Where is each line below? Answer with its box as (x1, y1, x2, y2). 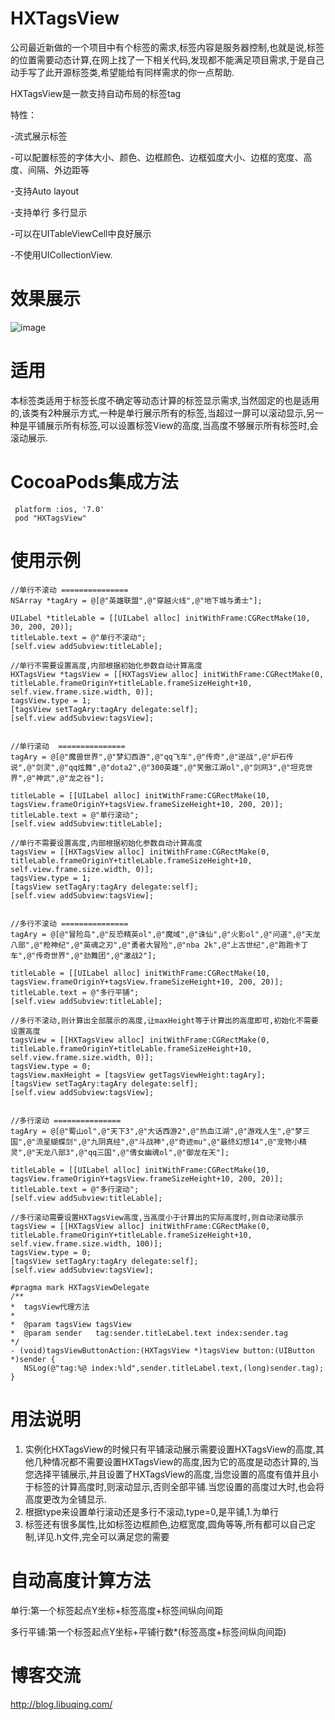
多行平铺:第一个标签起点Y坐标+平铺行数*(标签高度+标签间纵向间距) (10, 1625, 287, 1637)
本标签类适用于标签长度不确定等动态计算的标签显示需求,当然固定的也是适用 (10, 394, 320, 406)
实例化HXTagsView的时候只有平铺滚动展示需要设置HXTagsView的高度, (24, 1443, 316, 1455)
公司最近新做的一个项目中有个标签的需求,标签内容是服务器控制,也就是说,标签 (10, 41, 325, 53)
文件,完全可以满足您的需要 (61, 1530, 170, 1542)
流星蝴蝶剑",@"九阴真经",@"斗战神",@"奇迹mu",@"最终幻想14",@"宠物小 (35, 1137, 300, 1147)
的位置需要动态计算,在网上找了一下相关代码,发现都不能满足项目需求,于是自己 (10, 53, 325, 66)
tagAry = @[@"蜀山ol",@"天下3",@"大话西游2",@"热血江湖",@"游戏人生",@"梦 (10, 1126, 303, 1136)
